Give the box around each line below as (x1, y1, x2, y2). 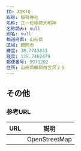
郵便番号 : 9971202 (6, 59, 49, 65)
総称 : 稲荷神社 (6, 14, 39, 20)
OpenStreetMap (26, 135, 72, 144)
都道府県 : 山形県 (6, 37, 43, 43)
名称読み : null (6, 25, 41, 32)
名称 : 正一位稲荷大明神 (6, 20, 57, 26)
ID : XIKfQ (6, 8, 31, 15)
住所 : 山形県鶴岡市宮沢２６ (6, 64, 66, 71)
